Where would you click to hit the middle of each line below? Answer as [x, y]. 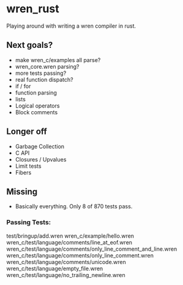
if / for [23, 86]
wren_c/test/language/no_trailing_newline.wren [66, 275]
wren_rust [33, 9]
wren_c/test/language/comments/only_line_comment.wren [80, 255]
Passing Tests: [29, 222]
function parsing [36, 92]
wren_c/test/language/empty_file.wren [55, 268]
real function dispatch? [44, 79]
